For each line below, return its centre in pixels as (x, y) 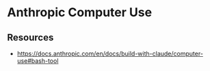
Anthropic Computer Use (80, 13)
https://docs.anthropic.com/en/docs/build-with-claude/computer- (110, 53)
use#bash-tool (38, 61)
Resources (30, 38)
